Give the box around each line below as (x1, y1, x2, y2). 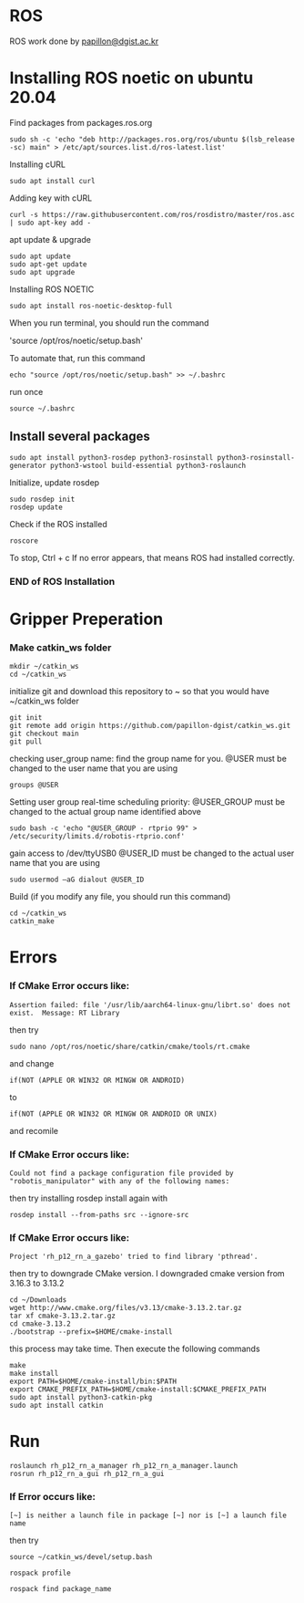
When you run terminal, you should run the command (9, 317, 209, 328)
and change (9, 1057, 55, 1068)
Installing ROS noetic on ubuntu (9, 68, 254, 88)
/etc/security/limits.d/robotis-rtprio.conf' (9, 832, 185, 841)
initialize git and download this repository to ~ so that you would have (9, 686, 270, 697)
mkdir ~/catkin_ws (9, 662, 79, 671)
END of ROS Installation (9, 575, 116, 588)
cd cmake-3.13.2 (9, 1319, 71, 1328)
